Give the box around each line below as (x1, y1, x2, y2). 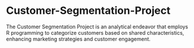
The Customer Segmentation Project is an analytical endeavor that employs (6, 23, 189, 30)
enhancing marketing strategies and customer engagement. (6, 35, 151, 42)
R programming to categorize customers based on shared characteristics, (6, 29, 185, 36)
